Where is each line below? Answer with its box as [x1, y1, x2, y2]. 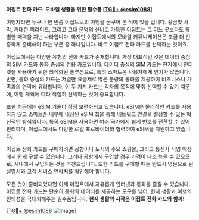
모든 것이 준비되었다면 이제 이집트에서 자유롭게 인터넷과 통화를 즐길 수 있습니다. [6, 181, 191, 187]
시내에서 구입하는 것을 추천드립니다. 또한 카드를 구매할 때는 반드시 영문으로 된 [14, 161, 194, 167]
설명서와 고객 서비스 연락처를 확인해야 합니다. [6, 168, 111, 175]
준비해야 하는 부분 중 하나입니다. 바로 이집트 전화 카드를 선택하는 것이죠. [21, 41, 189, 48]
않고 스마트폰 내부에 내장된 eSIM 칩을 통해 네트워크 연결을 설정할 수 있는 [17, 111, 186, 118]
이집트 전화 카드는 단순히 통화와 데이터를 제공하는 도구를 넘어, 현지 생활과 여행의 [6, 188, 192, 195]
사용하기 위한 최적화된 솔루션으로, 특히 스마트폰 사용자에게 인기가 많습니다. [17, 68, 191, 75]
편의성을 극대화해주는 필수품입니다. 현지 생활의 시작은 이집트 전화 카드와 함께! [6, 196, 185, 202]
